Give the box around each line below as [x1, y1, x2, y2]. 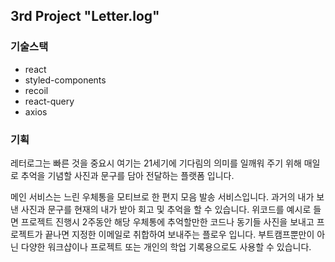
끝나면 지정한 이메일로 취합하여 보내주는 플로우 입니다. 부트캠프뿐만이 [44, 228, 315, 240]
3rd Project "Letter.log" [10, 8, 160, 25]
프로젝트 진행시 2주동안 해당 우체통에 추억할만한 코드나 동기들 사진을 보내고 [20, 215, 315, 228]
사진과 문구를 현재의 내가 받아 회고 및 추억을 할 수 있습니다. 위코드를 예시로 [20, 203, 312, 215]
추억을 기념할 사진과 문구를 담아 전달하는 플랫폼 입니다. [20, 169, 235, 181]
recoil [24, 84, 49, 96]
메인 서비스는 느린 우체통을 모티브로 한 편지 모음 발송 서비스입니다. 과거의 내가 [10, 190, 315, 203]
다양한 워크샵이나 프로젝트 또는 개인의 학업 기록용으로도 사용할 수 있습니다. [20, 240, 312, 253]
